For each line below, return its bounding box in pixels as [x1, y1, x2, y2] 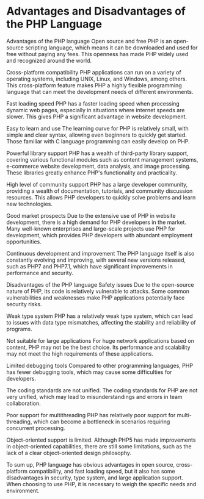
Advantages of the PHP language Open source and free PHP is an [6, 37, 172, 45]
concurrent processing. [6, 424, 65, 431]
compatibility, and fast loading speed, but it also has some [28, 467, 175, 475]
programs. [6, 325, 32, 332]
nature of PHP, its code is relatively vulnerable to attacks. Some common [6, 287, 189, 295]
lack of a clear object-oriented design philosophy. [6, 449, 131, 456]
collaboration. [6, 400, 41, 407]
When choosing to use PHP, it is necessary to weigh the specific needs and [6, 480, 197, 487]
